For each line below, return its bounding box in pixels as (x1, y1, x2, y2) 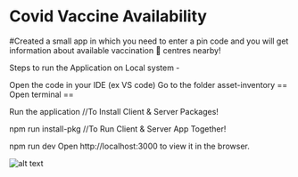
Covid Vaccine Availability (9, 6, 208, 27)
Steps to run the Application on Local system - (9, 62, 180, 73)
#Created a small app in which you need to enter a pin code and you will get (9, 36, 289, 46)
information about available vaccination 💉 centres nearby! (9, 44, 221, 55)
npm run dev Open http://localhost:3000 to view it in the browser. (9, 141, 250, 151)
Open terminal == (9, 89, 74, 100)
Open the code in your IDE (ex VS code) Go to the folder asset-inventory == (9, 79, 288, 90)
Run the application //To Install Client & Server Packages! (9, 106, 219, 117)
